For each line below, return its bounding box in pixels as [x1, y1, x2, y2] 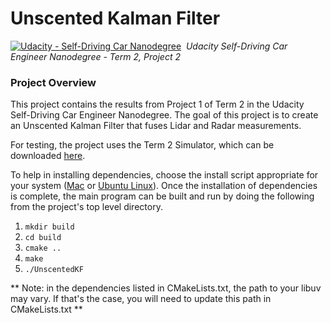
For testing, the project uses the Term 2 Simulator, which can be [10, 139, 275, 151]
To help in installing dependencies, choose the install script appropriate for [10, 169, 319, 181]
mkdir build [24, 222, 75, 232]
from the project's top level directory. [10, 201, 163, 213]
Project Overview [10, 75, 97, 89]
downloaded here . [10, 150, 86, 162]
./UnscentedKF [24, 265, 84, 275]
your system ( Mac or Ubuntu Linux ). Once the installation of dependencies [10, 180, 318, 192]
